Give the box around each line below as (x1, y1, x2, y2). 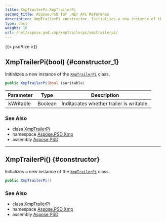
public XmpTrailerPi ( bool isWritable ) (5, 80, 85, 85)
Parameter (7, 92, 33, 99)
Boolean (37, 100, 57, 107)
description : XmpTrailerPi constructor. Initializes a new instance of (5, 16, 156, 21)
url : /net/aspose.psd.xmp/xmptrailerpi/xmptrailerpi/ (5, 30, 119, 35)
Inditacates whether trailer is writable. (61, 100, 149, 107)
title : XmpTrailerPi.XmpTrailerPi (5, 7, 77, 12)
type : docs (5, 21, 28, 26)
